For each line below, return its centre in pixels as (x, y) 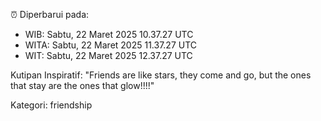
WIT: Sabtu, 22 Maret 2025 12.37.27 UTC (108, 55)
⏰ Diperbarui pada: (50, 14)
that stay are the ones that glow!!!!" (82, 85)
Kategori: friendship (51, 105)
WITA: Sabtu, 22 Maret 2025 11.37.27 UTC (111, 45)
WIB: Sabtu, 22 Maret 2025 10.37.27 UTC (109, 34)
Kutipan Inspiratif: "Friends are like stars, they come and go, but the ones (161, 75)
